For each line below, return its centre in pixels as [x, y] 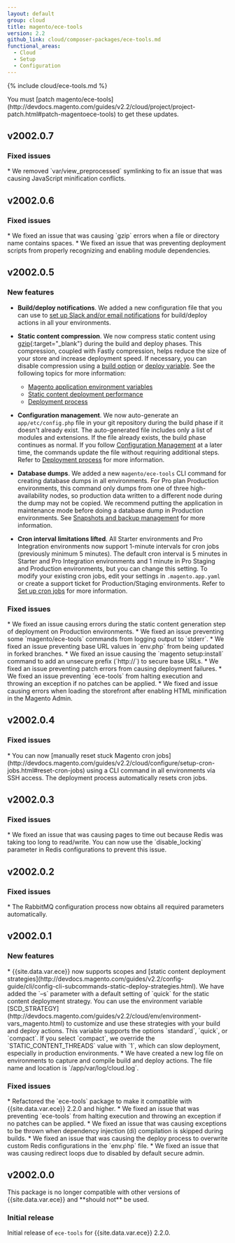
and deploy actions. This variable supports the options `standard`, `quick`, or [117, 1030]
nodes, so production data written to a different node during [136, 495]
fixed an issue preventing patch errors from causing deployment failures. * [115, 668]
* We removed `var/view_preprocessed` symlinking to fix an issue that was [115, 171]
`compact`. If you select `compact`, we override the [81, 1038]
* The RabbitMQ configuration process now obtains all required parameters [116, 907]
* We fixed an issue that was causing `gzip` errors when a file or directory [113, 236]
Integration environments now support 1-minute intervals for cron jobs [118, 546]
